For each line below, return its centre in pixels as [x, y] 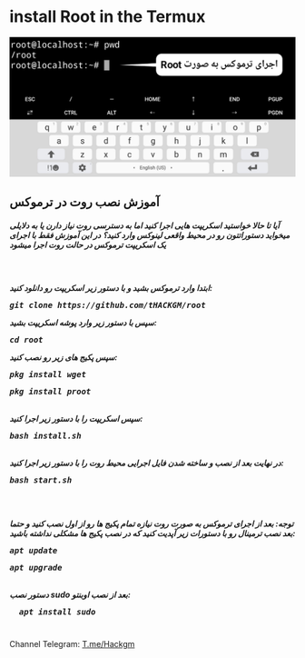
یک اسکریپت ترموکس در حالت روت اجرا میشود [88, 244]
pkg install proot [50, 392]
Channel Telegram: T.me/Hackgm [72, 643]
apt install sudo [57, 612]
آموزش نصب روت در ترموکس [85, 202]
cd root [26, 340]
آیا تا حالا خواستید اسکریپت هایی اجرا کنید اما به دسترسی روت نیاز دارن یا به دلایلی [144, 225]
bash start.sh [41, 480]
